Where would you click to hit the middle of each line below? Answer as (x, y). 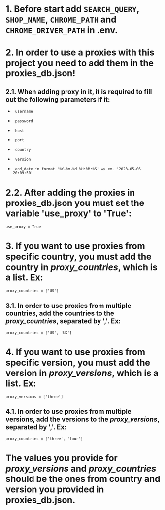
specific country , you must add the (79, 257)
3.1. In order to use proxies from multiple (68, 306)
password (24, 121)
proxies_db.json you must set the (75, 203)
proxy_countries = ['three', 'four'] (44, 439)
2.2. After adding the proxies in (70, 193)
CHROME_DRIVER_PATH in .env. (62, 30)
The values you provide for (62, 458)
